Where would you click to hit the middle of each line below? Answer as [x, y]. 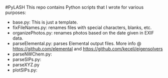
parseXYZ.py [26, 65]
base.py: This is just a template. [45, 22]
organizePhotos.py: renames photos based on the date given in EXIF [83, 33]
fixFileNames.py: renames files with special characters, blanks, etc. [82, 27]
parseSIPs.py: [27, 59]
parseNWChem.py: [32, 54]
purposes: [16, 12]
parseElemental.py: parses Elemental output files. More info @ [77, 43]
